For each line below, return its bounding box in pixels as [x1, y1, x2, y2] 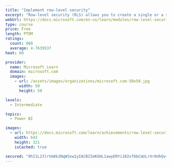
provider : [5, 59, 27, 65]
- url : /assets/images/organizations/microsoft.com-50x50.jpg [14, 79, 150, 84]
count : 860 [10, 41, 33, 46]
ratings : [5, 36, 24, 41]
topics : [5, 111, 22, 117]
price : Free [5, 27, 31, 32]
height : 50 [18, 88, 42, 93]
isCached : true [14, 144, 47, 150]
